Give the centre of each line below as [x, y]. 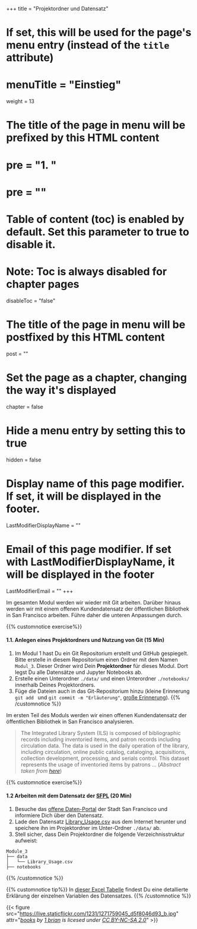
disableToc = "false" [31, 300]
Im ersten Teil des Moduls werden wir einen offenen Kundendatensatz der [96, 715]
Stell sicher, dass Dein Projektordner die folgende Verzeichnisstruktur [100, 834]
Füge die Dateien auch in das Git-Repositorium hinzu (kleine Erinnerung [102, 691]
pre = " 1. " [31, 165]
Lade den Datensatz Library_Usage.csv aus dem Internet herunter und [100, 822]
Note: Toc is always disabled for [87, 272]
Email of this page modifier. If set [89, 549]
